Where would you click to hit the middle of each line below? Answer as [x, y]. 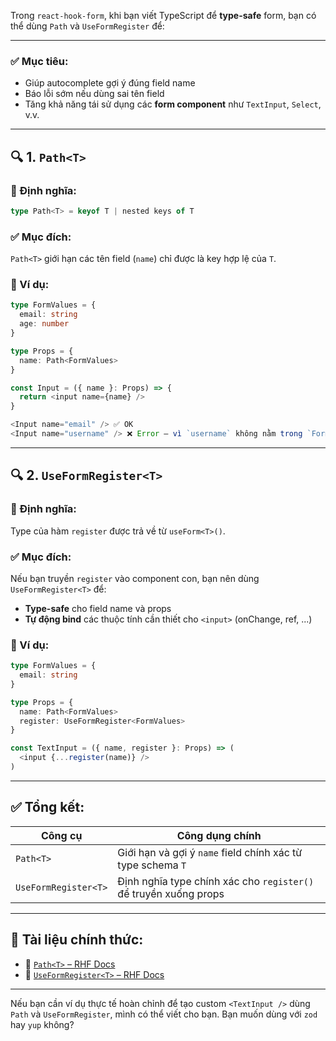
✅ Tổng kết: [47, 807]
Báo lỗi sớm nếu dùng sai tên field [94, 94]
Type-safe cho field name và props [98, 608]
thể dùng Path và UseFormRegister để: [87, 26]
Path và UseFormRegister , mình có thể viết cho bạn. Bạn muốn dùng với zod [164, 1014]
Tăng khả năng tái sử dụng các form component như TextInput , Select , [173, 104]
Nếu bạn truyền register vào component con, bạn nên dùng [135, 578]
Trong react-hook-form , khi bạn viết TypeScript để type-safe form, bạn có [163, 15]
